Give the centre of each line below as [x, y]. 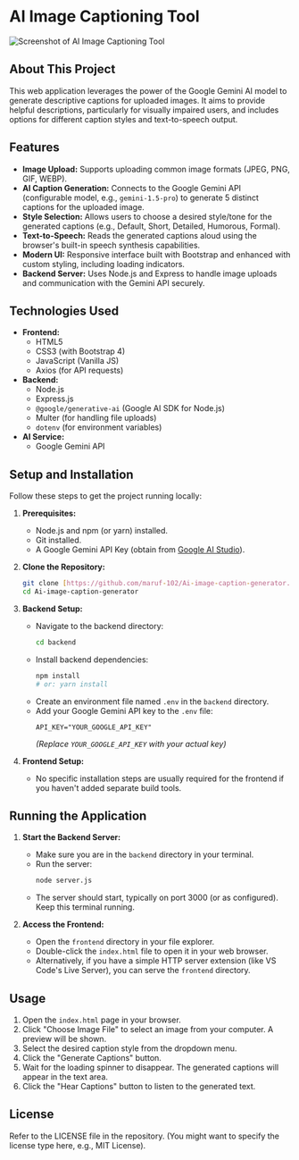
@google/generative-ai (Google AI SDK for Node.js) [130, 408]
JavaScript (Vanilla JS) [77, 361]
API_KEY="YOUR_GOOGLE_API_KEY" [94, 727]
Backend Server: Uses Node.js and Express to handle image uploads [149, 273]
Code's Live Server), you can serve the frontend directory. [143, 971]
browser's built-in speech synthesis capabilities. [111, 245]
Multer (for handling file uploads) [96, 418]
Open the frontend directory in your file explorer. [125, 942]
